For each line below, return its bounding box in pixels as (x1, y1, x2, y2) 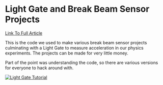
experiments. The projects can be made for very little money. (5, 50, 129, 56)
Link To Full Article (5, 30, 43, 36)
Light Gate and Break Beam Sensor (5, 3, 150, 15)
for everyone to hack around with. (5, 65, 74, 71)
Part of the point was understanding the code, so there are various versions (5, 59, 158, 65)
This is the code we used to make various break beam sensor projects (5, 39, 147, 45)
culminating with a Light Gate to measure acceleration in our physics (5, 45, 144, 51)
